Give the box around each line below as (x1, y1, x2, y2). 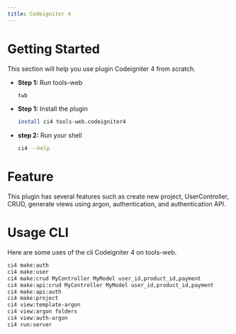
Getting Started (7, 40, 101, 57)
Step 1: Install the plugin (17, 104, 89, 113)
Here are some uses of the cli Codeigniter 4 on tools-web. (7, 248, 177, 257)
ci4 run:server (7, 321, 52, 328)
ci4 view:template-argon (7, 301, 81, 308)
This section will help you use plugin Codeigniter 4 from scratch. (7, 65, 196, 73)
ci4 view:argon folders (7, 308, 78, 316)
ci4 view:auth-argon (7, 315, 69, 322)
